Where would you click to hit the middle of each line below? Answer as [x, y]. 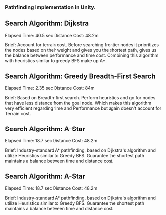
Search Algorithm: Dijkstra [47, 23]
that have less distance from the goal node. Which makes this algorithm [78, 103]
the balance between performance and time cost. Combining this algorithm [82, 55]
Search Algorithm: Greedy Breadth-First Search [80, 76]
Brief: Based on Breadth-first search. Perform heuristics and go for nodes [80, 97]
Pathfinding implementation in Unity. [50, 7]
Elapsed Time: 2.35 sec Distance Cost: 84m [50, 88]
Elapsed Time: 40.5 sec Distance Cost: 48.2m [52, 35]
